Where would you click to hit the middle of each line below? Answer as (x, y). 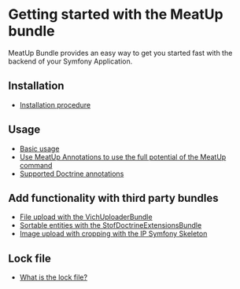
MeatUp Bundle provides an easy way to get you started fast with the (120, 53)
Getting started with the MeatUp (116, 15)
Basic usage (39, 148)
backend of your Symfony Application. (70, 61)
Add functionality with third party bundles (113, 198)
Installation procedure (55, 104)
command (36, 165)
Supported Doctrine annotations (72, 174)
